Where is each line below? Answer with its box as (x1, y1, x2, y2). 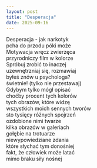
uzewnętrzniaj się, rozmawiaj (6, 67, 76, 75)
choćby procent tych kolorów (6, 92, 78, 99)
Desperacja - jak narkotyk (6, 36, 69, 43)
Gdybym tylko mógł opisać (6, 86, 71, 93)
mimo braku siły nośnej (6, 155, 62, 163)
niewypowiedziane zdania (6, 137, 69, 144)
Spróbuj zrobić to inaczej (6, 61, 66, 68)
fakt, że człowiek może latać (6, 149, 75, 156)
